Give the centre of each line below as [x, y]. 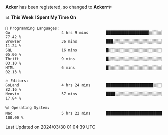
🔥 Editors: [17, 81]
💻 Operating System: [28, 108]
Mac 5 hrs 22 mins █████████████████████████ [84, 113]
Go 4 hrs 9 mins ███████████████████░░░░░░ [84, 33]
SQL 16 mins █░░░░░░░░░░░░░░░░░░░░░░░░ [84, 50]
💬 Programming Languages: [32, 28]
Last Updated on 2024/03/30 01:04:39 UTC [50, 127]
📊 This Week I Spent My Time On [41, 17]
